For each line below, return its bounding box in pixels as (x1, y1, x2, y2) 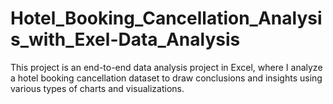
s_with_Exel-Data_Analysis (10, 28, 241, 51)
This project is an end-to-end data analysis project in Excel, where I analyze (10, 61, 323, 73)
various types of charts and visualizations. (10, 82, 185, 94)
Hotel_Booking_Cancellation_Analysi (10, 7, 323, 30)
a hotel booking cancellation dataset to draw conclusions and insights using (10, 72, 323, 84)
